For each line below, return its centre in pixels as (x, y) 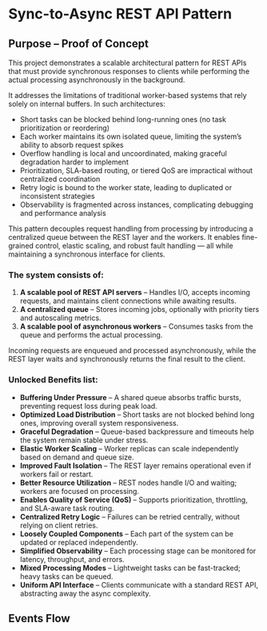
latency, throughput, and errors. (72, 559)
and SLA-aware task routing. (67, 508)
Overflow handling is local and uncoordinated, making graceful (124, 154)
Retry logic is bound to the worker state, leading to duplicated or (126, 188)
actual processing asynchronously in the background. (97, 80)
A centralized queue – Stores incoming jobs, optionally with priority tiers (139, 309)
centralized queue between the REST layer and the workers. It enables (124, 237)
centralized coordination (60, 179)
